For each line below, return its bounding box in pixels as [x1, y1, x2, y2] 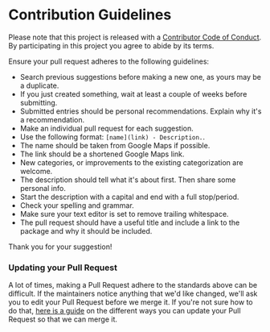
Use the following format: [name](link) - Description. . [19, 131, 206, 142]
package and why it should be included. [19, 226, 153, 235]
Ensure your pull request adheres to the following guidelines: [8, 56, 210, 66]
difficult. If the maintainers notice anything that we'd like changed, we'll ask [8, 288, 258, 299]
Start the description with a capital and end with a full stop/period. [19, 192, 239, 201]
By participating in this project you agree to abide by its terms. [8, 40, 215, 50]
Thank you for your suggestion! [8, 242, 112, 251]
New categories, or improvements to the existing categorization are [19, 157, 243, 167]
